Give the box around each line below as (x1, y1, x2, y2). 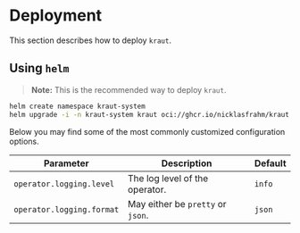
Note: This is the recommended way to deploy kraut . (30, 84, 227, 95)
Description (161, 157, 212, 170)
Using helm (9, 61, 70, 76)
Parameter (43, 157, 89, 170)
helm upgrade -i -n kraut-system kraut (9, 110, 158, 119)
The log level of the (128, 171, 209, 184)
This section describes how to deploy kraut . (9, 35, 172, 46)
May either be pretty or (128, 197, 227, 210)
